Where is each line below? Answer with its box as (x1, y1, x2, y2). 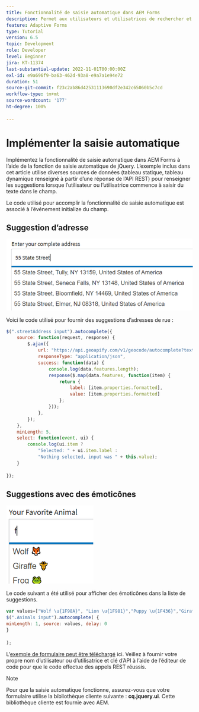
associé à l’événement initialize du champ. (6, 205, 109, 212)
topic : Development (6, 41, 54, 47)
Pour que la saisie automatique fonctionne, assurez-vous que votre (6, 686, 170, 693)
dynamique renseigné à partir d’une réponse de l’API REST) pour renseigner (6, 175, 191, 182)
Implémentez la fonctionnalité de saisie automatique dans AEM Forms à (6, 156, 181, 163)
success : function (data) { (37, 360, 105, 366)
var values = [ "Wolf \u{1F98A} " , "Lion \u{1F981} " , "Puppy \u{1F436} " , (6, 609, 179, 614)
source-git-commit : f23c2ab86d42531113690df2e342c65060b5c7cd (6, 85, 163, 91)
